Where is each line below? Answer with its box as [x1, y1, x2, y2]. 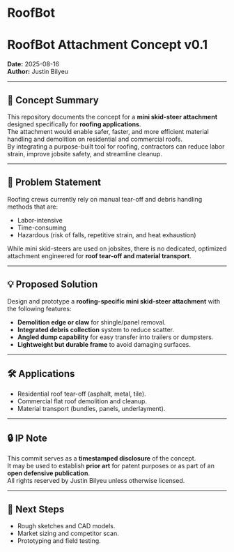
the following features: [7, 304, 72, 313]
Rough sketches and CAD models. [17, 522, 116, 530]
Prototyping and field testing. [17, 537, 101, 545]
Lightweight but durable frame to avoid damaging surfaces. [17, 340, 192, 348]
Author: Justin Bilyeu [7, 68, 68, 76]
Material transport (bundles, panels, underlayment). [17, 405, 166, 413]
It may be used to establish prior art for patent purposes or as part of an [7, 462, 214, 470]
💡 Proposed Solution [7, 278, 98, 290]
